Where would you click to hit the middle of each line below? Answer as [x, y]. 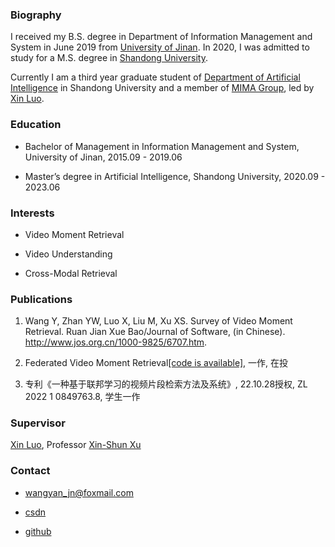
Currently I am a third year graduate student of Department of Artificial [155, 77]
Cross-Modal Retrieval [71, 273]
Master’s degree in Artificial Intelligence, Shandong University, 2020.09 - [175, 176]
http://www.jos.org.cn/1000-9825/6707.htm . [116, 342]
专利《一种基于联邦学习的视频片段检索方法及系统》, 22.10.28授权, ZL [166, 384]
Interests [32, 213]
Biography [36, 15]
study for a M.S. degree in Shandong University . [109, 58]
